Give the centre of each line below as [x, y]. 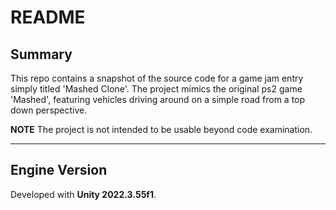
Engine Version [59, 170]
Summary [41, 54]
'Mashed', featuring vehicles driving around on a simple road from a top [158, 99]
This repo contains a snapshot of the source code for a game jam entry [157, 78]
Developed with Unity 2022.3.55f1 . [83, 194]
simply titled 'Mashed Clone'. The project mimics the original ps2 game [156, 89]
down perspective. [49, 110]
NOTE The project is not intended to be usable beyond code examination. [161, 129]
